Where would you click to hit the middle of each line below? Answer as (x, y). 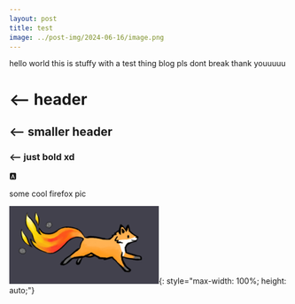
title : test (31, 28)
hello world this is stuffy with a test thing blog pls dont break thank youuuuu (147, 64)
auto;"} (22, 291)
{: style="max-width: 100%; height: (223, 281)
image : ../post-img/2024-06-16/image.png (87, 37)
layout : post (33, 19)
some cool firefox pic (48, 194)
